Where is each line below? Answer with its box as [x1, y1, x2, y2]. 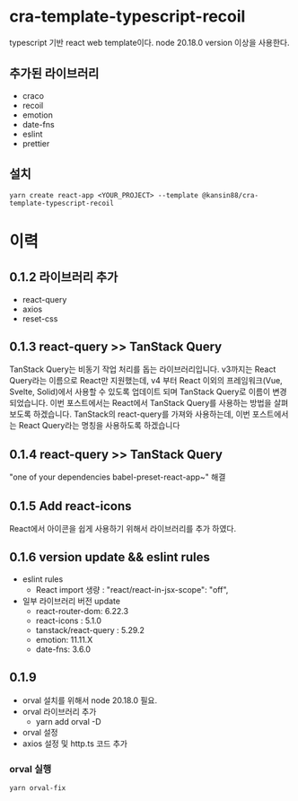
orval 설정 [22, 726, 58, 737]
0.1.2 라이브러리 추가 [9, 269, 118, 285]
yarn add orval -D [35, 716, 101, 726]
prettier [22, 137, 50, 149]
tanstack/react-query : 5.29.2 [35, 624, 145, 635]
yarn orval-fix [9, 783, 66, 792]
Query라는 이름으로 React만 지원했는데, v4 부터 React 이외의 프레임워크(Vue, [9, 375, 283, 386]
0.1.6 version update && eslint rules [9, 550, 211, 565]
